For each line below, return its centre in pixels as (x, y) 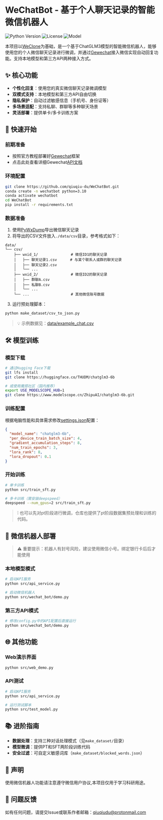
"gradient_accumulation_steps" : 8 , (46, 443)
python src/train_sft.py (30, 490)
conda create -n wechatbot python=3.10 (46, 191)
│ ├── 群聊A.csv (32, 280)
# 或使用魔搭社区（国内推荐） (31, 386)
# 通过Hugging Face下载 (28, 368)
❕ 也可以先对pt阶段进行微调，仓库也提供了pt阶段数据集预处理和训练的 (87, 513)
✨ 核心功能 (22, 76)
